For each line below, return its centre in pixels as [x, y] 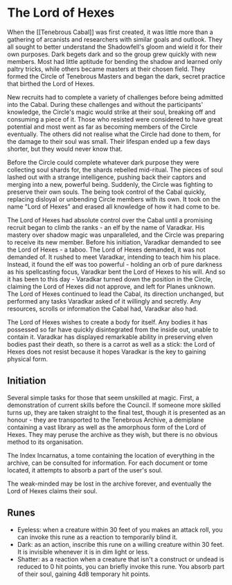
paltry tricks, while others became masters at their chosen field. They [106, 69]
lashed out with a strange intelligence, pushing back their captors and [107, 177]
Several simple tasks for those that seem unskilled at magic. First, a [103, 397]
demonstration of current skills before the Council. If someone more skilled [114, 405]
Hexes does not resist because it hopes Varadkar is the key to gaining [107, 352]
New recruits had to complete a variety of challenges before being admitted [115, 97]
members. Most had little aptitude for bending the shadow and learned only [115, 61]
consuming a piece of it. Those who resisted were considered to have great [115, 119]
